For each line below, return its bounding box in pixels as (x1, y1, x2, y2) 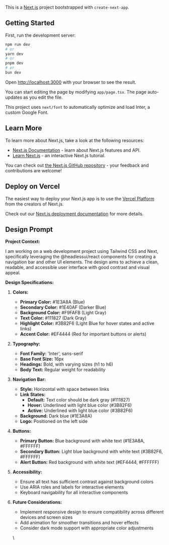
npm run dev (5, 42, 30, 47)
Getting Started (5, 19, 55, 27)
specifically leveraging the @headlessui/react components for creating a (5, 254, 156, 260)
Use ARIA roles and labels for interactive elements (20, 484, 124, 490)
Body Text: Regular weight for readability (20, 367, 106, 373)
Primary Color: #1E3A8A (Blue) (20, 299, 86, 305)
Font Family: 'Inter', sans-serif (20, 351, 83, 357)
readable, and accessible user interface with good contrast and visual (5, 264, 150, 270)
